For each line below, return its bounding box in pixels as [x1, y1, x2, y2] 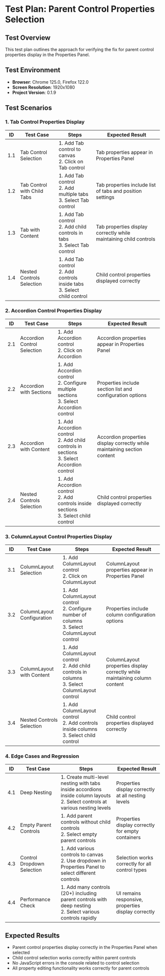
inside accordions [60, 786, 102, 793]
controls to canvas [60, 851, 104, 858]
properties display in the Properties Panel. [5, 52, 90, 58]
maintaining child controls [95, 235, 156, 242]
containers [116, 834, 141, 841]
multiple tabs [58, 190, 88, 197]
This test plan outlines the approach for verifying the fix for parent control [5, 47, 154, 52]
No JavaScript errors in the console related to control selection [12, 960, 140, 966]
